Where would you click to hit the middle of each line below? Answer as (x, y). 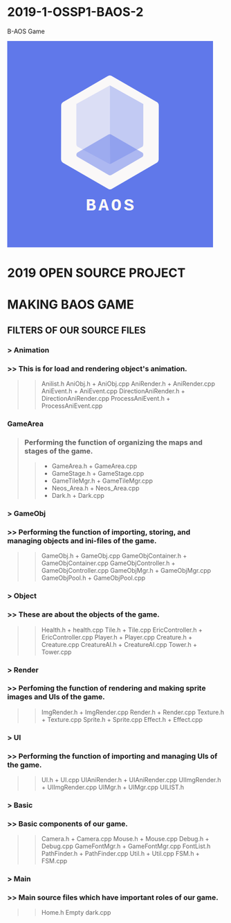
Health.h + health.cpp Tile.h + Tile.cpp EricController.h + (122, 630)
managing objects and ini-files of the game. (82, 540)
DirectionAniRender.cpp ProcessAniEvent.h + (106, 398)
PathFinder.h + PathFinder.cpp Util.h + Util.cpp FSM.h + (121, 854)
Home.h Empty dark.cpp (76, 913)
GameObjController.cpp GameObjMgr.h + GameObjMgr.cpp (126, 571)
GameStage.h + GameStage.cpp (98, 474)
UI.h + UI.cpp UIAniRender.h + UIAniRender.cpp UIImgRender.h (131, 780)
